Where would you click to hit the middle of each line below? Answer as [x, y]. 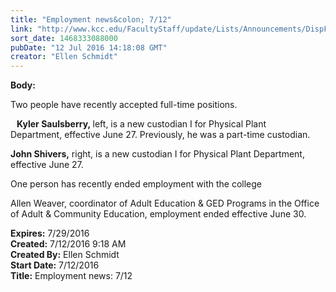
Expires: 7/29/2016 [50, 233]
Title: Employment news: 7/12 [71, 276]
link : [21, 29]
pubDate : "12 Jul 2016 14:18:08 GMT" [89, 47]
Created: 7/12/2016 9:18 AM [68, 244]
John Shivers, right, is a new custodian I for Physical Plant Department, [157, 154]
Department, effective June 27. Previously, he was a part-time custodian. [160, 135]
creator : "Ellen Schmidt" [64, 57]
